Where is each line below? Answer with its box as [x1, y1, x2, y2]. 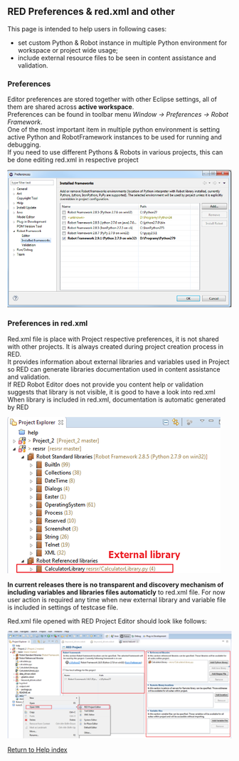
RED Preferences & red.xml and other [7, 6, 176, 18]
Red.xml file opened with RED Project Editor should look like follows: [7, 616, 208, 625]
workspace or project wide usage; [17, 46, 119, 54]
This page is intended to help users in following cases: [7, 24, 167, 33]
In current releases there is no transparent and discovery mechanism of [7, 580, 224, 589]
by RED [7, 402, 29, 411]
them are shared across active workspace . [7, 103, 134, 111]
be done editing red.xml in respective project [7, 156, 139, 164]
